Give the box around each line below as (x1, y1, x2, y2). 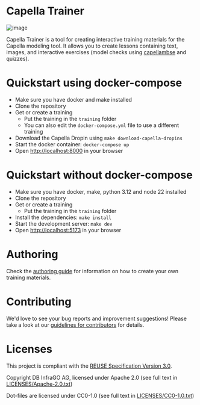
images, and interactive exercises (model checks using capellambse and (6, 48, 187, 55)
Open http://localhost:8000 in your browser (14, 147, 123, 154)
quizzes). (6, 55, 30, 62)
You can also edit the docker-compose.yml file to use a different (23, 122, 180, 129)
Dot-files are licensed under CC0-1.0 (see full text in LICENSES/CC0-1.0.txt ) (6, 392, 195, 399)
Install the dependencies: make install (14, 214, 111, 221)
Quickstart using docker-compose (6, 76, 183, 90)
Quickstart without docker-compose (6, 168, 193, 182)
